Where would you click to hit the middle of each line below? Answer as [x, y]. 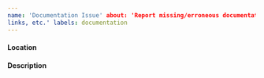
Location [22, 48]
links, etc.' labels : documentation [67, 23]
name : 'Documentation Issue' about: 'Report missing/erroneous [113, 15]
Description [27, 65]
